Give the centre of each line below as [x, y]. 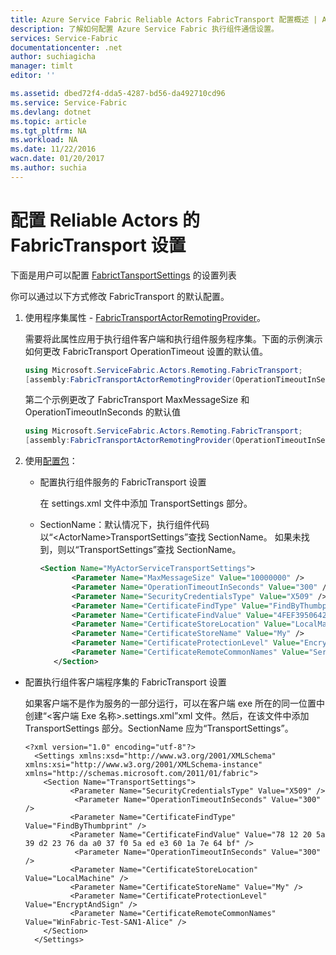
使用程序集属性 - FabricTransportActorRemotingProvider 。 [145, 317]
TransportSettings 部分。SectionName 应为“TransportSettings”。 [159, 728]
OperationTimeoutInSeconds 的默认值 [102, 412]
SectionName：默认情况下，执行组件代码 [124, 525]
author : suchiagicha [53, 57]
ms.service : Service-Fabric [69, 102]
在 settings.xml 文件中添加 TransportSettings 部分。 [146, 503]
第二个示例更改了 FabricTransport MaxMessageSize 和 [137, 400]
